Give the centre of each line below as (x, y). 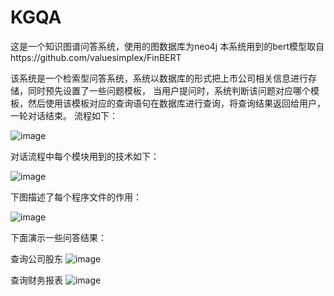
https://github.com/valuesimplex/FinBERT (96, 57)
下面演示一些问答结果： (58, 237)
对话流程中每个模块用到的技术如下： (85, 156)
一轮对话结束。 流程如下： (64, 115)
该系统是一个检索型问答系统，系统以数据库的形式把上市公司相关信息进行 (159, 78)
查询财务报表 (36, 280)
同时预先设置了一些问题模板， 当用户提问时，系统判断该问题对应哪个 (169, 90)
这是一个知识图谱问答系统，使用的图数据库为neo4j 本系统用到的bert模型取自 (167, 46)
